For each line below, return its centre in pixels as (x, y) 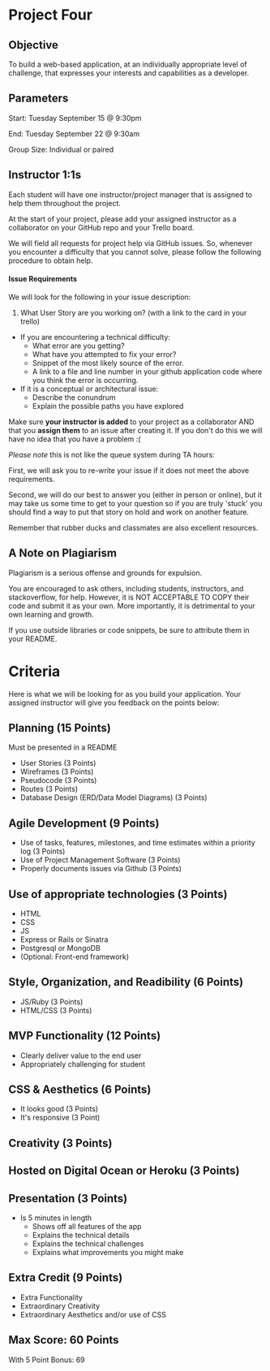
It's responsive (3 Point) (60, 1118)
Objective (34, 45)
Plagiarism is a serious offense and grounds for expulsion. (105, 573)
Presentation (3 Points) (68, 1198)
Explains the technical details (81, 1236)
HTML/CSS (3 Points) (56, 1010)
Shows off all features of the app (87, 1227)
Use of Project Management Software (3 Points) (100, 860)
